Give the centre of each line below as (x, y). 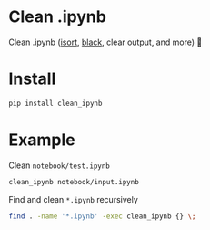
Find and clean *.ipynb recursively (73, 199)
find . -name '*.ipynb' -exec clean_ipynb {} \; (102, 216)
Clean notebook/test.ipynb (60, 165)
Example (42, 140)
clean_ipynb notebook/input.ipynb (74, 182)
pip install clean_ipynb (55, 103)
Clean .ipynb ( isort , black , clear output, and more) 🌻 (105, 42)
